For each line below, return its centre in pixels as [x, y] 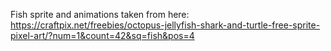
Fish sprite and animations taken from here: [100, 14]
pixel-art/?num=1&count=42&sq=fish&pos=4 [102, 35]
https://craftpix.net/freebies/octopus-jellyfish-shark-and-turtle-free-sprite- [165, 25]
